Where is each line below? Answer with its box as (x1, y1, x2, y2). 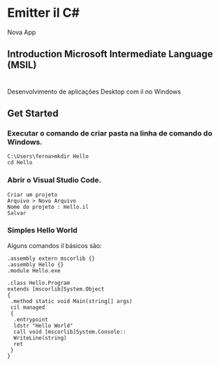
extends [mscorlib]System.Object (7, 285, 105, 293)
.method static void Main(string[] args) (10, 298, 133, 305)
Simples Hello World (7, 226, 78, 235)
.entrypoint (13, 316, 49, 323)
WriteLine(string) (13, 334, 68, 342)
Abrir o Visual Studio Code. (7, 175, 102, 185)
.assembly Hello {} (7, 261, 64, 268)
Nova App (7, 28, 36, 36)
